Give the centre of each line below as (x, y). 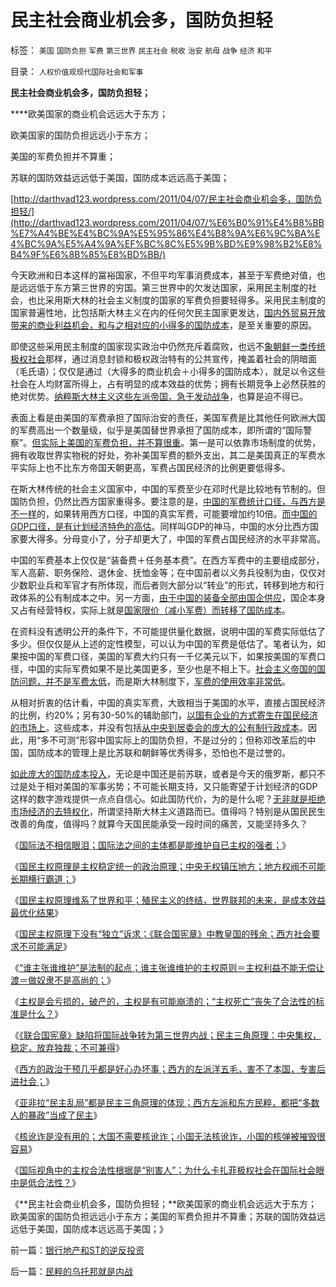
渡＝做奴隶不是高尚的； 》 (63, 980)
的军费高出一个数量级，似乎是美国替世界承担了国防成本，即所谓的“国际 (157, 430)
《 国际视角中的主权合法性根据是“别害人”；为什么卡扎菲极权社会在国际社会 (163, 1170)
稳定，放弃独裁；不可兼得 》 (67, 1047)
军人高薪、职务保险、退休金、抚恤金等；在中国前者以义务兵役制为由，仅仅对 (168, 572)
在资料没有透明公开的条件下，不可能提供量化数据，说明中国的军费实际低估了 (168, 631)
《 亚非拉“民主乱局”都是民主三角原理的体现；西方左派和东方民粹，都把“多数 (165, 1102)
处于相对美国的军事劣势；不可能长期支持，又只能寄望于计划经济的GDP (172, 786)
